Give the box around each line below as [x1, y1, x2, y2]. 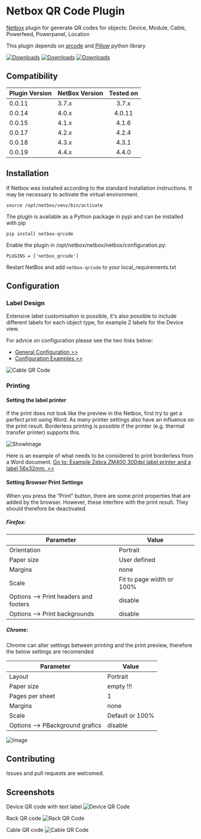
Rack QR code [6, 815, 42, 822]
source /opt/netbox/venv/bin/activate [6, 202, 103, 208]
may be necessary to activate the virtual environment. [6, 190, 139, 198]
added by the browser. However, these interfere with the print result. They [6, 498, 188, 506]
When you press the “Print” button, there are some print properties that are [6, 492, 191, 499]
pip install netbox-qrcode [6, 231, 74, 237]
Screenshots [6, 787, 55, 797]
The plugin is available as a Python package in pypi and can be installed [6, 213, 184, 220]
